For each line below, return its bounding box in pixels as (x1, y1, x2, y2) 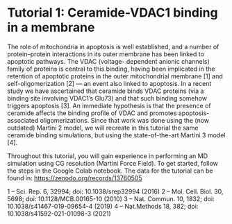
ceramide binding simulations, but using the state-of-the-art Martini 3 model (7, 130, 226, 139)
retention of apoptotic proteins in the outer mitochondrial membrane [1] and (7, 71, 224, 80)
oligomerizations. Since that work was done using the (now (40, 116, 210, 124)
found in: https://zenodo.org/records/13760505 (7, 173, 142, 182)
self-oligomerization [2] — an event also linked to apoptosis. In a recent (7, 79, 212, 87)
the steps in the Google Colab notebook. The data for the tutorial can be (7, 166, 213, 175)
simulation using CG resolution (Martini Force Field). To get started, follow (7, 159, 219, 167)
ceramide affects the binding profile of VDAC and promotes (7, 109, 177, 117)
